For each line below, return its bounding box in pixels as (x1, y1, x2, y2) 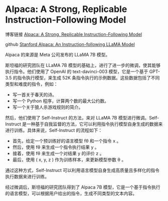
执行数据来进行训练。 (5, 173, 49, 179)
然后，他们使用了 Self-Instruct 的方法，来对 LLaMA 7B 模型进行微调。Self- (5, 114, 159, 120)
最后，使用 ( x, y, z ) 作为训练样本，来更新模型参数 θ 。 (12, 156, 126, 162)
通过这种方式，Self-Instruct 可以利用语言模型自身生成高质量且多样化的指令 (5, 167, 159, 173)
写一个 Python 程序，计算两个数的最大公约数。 (12, 97, 109, 103)
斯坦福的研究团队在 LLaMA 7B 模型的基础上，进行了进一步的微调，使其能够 (5, 62, 160, 68)
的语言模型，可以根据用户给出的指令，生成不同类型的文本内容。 (5, 190, 137, 196)
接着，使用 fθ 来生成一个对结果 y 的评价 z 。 (12, 150, 104, 156)
